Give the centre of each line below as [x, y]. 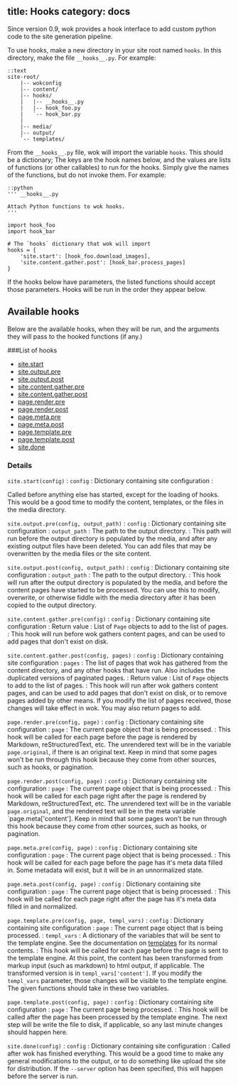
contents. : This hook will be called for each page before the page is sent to [118, 950]
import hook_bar [31, 231]
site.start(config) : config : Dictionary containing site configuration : [110, 480]
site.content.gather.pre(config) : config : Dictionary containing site [109, 619]
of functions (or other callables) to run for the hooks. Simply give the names [118, 167]
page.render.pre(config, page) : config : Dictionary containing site [106, 722]
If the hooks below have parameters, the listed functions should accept [111, 282]
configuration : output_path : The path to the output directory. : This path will [119, 531]
